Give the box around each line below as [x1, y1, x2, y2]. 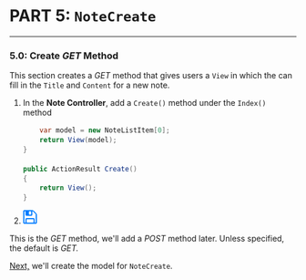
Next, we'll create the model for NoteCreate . [9, 261, 173, 272]
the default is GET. [9, 243, 79, 254]
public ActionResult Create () [22, 164, 138, 173]
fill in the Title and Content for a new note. [9, 79, 170, 91]
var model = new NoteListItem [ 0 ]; [39, 126, 170, 135]
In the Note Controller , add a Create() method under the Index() [22, 98, 267, 109]
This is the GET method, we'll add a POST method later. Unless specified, [9, 233, 285, 244]
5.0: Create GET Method [9, 49, 119, 62]
